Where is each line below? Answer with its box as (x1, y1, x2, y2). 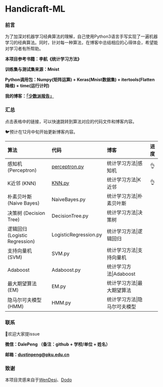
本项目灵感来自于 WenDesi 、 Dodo (5, 377, 72, 383)
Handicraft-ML (5, 3, 65, 15)
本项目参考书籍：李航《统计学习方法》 (5, 56, 81, 62)
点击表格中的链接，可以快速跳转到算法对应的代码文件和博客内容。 (5, 118, 137, 124)
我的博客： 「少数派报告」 (5, 93, 54, 99)
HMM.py (51, 299, 71, 306)
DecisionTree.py (51, 212, 89, 219)
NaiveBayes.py (51, 196, 86, 203)
